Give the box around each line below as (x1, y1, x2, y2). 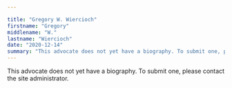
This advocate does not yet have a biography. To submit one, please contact (7, 67, 225, 75)
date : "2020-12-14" (7, 42, 64, 49)
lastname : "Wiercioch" (7, 35, 72, 42)
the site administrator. (7, 74, 69, 82)
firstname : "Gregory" (7, 22, 70, 30)
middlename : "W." (7, 29, 57, 36)
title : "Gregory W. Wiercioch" (7, 16, 97, 23)
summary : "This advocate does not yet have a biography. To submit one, (7, 48, 221, 55)
